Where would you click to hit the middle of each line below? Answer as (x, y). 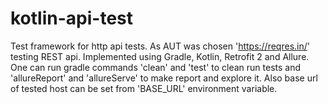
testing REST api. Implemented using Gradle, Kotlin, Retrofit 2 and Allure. (160, 56)
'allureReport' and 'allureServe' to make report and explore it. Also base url (164, 78)
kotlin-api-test (71, 18)
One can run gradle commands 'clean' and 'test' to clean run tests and (156, 67)
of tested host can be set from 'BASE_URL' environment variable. (144, 88)
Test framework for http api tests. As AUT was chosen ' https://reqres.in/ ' (160, 46)
